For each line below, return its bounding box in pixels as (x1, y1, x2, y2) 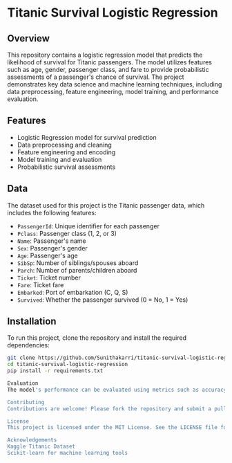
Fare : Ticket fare (17, 280, 64, 289)
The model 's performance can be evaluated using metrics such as (7, 386, 199, 393)
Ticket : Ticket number (17, 273, 81, 282)
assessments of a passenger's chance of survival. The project (7, 73, 184, 81)
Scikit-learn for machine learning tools (7, 450, 128, 457)
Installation (7, 316, 57, 327)
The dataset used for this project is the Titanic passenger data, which (7, 201, 205, 209)
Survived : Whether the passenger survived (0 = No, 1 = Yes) (17, 296, 188, 304)
